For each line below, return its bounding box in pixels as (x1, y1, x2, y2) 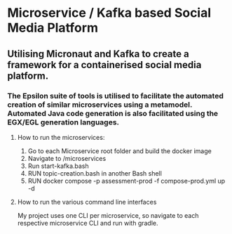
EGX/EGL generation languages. (7, 117, 120, 127)
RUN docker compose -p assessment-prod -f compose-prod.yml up (27, 176, 226, 185)
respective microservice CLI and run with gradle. (17, 219, 159, 227)
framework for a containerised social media (7, 58, 202, 71)
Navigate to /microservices (27, 154, 107, 162)
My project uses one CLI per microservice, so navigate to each (17, 211, 199, 219)
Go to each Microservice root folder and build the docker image (27, 146, 212, 155)
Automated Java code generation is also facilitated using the (7, 108, 219, 118)
